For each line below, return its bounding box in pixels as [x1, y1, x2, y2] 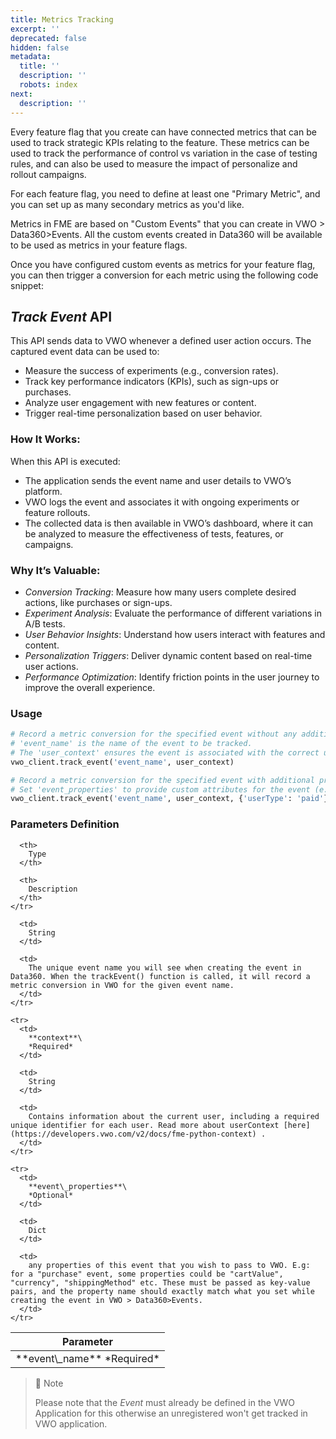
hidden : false [10, 42, 70, 53]
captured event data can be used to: [10, 346, 160, 358]
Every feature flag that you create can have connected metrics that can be [10, 126, 317, 138]
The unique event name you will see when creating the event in [28, 962, 302, 973]
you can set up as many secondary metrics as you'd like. [10, 198, 245, 210]
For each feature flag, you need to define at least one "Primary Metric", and [10, 187, 321, 200]
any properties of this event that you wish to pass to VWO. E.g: [28, 1260, 311, 1270]
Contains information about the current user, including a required [28, 1111, 320, 1121]
